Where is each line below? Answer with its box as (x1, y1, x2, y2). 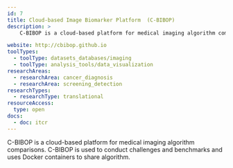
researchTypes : (7, 87, 51, 94)
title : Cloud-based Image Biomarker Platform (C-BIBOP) (7, 17, 175, 24)
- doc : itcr (13, 119, 49, 126)
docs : (7, 113, 23, 120)
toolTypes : (7, 48, 39, 55)
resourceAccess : (7, 100, 54, 107)
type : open (13, 106, 45, 113)
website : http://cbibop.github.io (7, 42, 107, 49)
